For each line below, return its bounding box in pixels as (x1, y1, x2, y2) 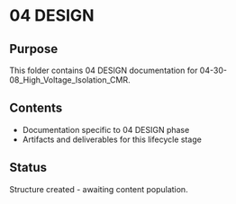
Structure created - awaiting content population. (9, 183, 188, 194)
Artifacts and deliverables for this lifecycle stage (22, 134, 203, 145)
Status (9, 160, 48, 175)
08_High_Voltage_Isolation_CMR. (9, 75, 131, 85)
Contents (9, 101, 63, 116)
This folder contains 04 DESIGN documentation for (9, 65, 198, 75)
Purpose (9, 41, 59, 57)
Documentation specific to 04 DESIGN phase (22, 124, 190, 135)
